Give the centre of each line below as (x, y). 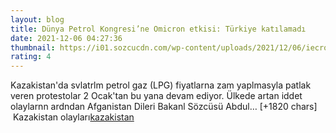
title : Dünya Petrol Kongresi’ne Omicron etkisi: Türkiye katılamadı (158, 29)
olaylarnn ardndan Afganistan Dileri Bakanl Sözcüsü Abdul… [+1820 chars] (164, 107)
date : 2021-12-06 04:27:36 (66, 38)
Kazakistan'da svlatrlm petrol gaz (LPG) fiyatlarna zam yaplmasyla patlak (161, 85)
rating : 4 (31, 57)
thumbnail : (33, 47)
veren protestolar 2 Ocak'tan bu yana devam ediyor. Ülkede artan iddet (156, 96)
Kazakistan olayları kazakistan (73, 117)
